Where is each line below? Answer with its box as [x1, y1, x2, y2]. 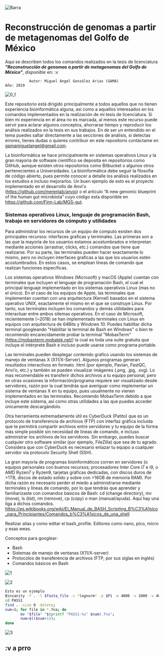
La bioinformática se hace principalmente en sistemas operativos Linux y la [5, 152, 157, 158]
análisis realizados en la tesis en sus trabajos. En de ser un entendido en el [5, 127, 156, 133]
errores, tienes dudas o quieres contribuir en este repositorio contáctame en [5, 137, 159, 143]
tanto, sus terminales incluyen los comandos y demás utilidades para [5, 306, 144, 312]
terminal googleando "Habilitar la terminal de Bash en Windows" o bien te [5, 326, 153, 333]
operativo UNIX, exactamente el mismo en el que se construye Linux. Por [5, 300, 152, 306]
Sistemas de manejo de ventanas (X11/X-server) [12, 550, 109, 556]
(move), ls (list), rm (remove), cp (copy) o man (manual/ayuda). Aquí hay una [5, 495, 159, 502]
